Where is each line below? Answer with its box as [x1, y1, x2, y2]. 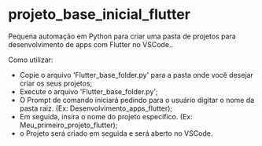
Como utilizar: [8, 55, 54, 64]
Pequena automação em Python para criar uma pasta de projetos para [8, 31, 236, 41]
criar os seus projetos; [19, 78, 93, 88]
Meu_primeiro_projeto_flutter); [19, 120, 118, 130]
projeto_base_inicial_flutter [8, 5, 191, 24]
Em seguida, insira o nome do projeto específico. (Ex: [19, 111, 193, 121]
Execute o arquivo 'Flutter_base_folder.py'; [19, 86, 159, 96]
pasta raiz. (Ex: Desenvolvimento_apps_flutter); [19, 104, 173, 113]
